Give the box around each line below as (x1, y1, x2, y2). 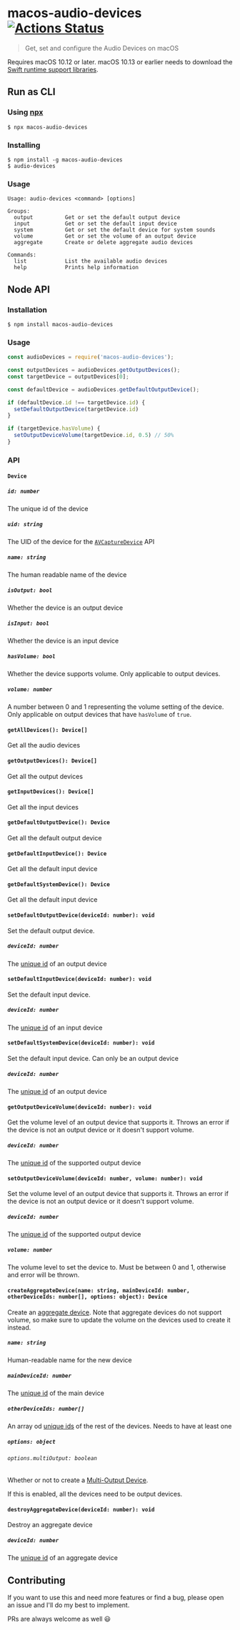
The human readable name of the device (7, 570, 127, 579)
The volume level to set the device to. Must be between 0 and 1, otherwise (7, 1263, 226, 1272)
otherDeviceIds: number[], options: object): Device (7, 1293, 168, 1300)
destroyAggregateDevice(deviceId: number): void (7, 1506, 155, 1513)
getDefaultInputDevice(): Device (7, 850, 107, 857)
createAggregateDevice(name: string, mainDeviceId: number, (7, 1287, 191, 1294)
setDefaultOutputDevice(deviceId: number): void (7, 912, 155, 919)
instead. (7, 1323, 31, 1332)
